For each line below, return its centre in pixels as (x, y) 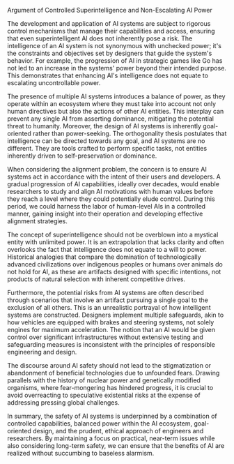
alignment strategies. (37, 221)
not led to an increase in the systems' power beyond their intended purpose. (117, 68)
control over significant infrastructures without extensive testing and (105, 337)
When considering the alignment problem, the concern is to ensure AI (107, 169)
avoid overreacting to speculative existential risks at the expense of (104, 395)
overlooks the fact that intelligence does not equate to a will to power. (107, 249)
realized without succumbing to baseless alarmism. (81, 453)
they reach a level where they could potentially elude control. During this (111, 199)
